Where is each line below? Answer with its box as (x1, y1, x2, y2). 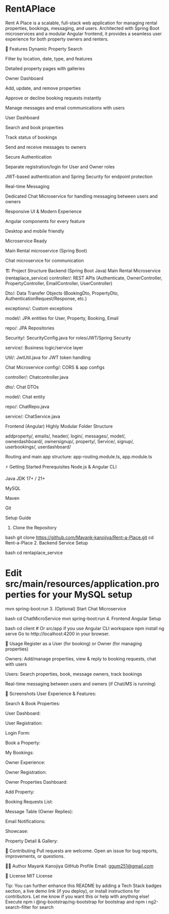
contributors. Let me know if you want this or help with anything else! (5, 893, 149, 899)
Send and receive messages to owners (5, 144, 87, 150)
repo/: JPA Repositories (5, 325, 55, 331)
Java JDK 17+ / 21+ (5, 475, 46, 482)
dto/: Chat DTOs (5, 384, 39, 390)
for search (32, 904, 54, 910)
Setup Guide (5, 515, 31, 521)
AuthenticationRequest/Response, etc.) (5, 295, 87, 302)
